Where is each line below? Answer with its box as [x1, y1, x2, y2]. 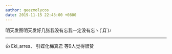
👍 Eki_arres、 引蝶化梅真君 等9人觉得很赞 [5, 43, 94, 49]
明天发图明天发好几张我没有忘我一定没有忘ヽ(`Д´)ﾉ [5, 27, 112, 33]
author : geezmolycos [5, 7, 50, 13]
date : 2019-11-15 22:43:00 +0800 [5, 12, 77, 17]
